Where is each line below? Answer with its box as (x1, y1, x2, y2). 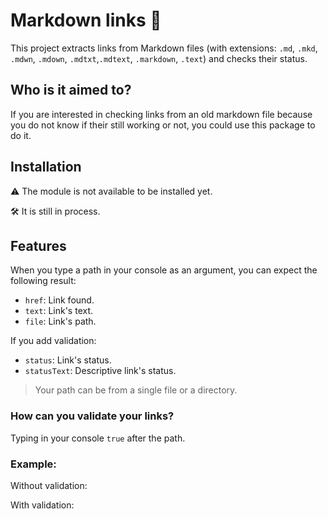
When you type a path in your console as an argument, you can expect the (10, 264, 318, 276)
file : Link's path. (24, 315, 97, 328)
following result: (10, 275, 77, 287)
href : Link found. (24, 294, 95, 306)
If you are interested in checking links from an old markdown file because (10, 108, 313, 120)
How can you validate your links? (10, 409, 175, 423)
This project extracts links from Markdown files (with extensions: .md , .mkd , (10, 42, 318, 54)
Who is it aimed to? (10, 82, 132, 99)
